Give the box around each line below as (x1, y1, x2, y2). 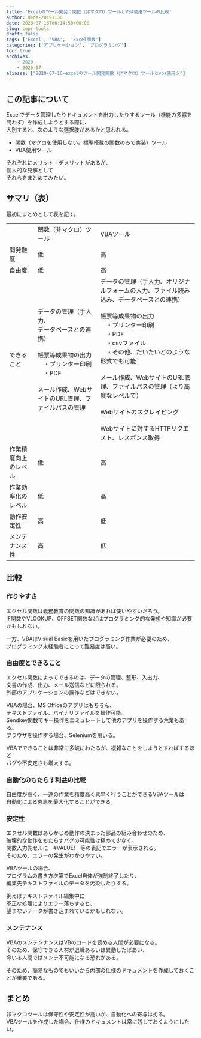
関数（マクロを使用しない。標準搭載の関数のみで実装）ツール (14, 139, 167, 146)
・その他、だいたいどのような (106, 348, 190, 356)
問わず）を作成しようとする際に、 (6, 118, 90, 126)
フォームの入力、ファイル (106, 286, 178, 294)
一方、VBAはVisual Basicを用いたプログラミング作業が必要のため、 (6, 635, 173, 642)
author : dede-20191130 (6, 14, 63, 20)
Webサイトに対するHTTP (100, 424, 172, 432)
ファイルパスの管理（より (112, 382, 184, 390)
